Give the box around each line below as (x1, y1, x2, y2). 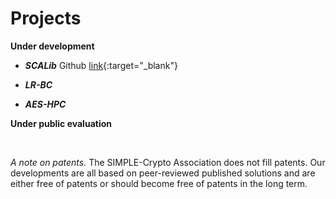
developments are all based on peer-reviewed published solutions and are (10, 167, 316, 179)
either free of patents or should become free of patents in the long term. (10, 177, 308, 189)
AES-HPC (24, 98, 67, 110)
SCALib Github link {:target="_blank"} (24, 59, 178, 71)
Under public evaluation (10, 117, 112, 129)
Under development (10, 40, 95, 52)
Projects (10, 7, 82, 30)
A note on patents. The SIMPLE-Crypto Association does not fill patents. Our (10, 156, 326, 168)
